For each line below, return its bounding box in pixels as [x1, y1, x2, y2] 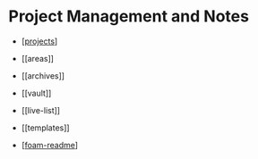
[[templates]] [21, 122, 70, 133]
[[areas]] [21, 53, 55, 63]
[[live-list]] [21, 105, 60, 115]
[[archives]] [21, 70, 64, 81]
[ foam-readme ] [21, 139, 78, 150]
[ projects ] [21, 36, 58, 46]
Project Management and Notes [8, 6, 250, 27]
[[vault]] [21, 88, 52, 98]
